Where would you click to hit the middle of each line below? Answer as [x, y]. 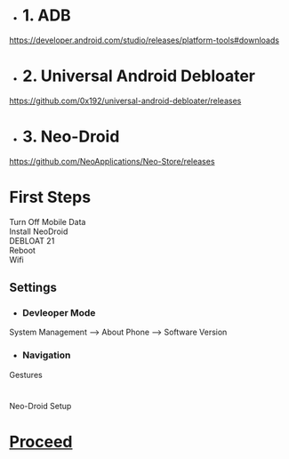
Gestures [26, 374]
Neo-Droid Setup [40, 406]
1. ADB [46, 16]
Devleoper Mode [59, 313]
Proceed [41, 442]
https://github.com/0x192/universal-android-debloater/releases [125, 101]
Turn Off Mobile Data [48, 221]
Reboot [22, 250]
